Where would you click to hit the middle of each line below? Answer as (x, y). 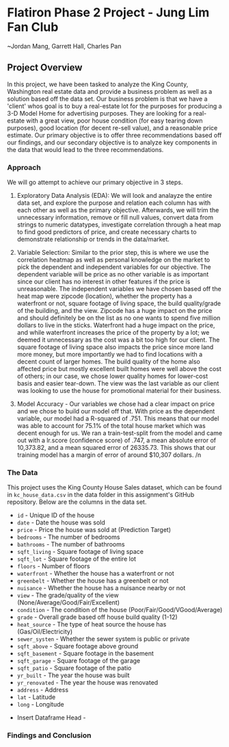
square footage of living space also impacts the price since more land (115, 347)
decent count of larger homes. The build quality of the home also (108, 362)
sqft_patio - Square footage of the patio (74, 668)
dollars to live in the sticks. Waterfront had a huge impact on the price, (116, 325)
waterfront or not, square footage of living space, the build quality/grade (119, 303)
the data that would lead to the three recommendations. (85, 149)
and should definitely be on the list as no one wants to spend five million (119, 318)
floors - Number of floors (53, 566)
